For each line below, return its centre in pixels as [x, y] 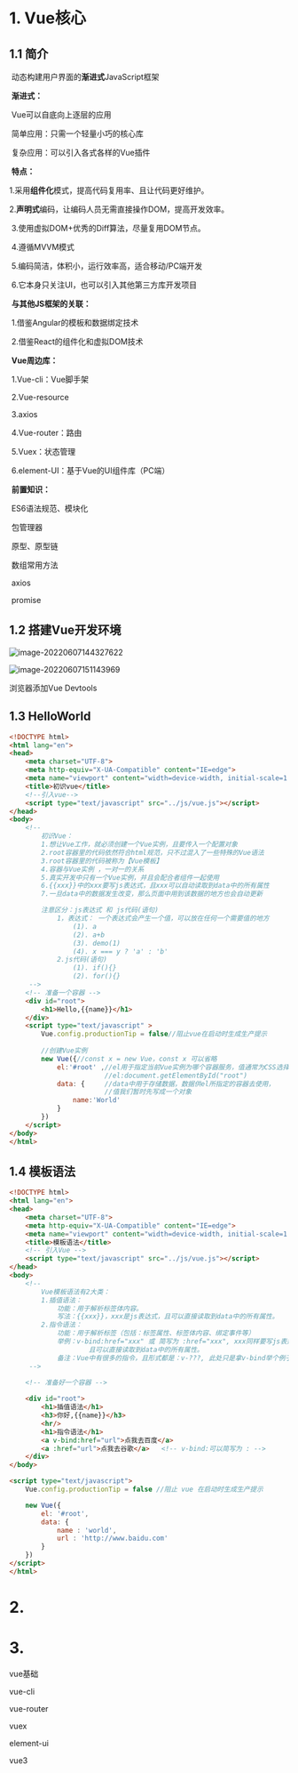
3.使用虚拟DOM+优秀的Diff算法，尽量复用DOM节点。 [108, 228]
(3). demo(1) [97, 943]
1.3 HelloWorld [50, 717]
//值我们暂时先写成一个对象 [148, 1092]
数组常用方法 [35, 565]
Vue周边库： [35, 360]
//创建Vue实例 [64, 1051]
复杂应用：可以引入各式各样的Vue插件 [81, 153]
